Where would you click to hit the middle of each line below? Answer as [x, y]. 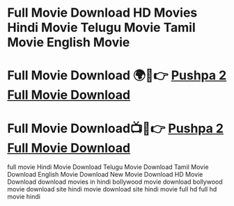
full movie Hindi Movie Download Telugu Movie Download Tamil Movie [108, 167]
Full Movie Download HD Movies [102, 13]
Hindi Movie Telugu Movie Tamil [102, 27]
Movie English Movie [69, 42]
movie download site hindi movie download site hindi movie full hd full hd [112, 189]
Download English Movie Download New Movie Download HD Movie [105, 175]
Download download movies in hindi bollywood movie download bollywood [115, 182]
